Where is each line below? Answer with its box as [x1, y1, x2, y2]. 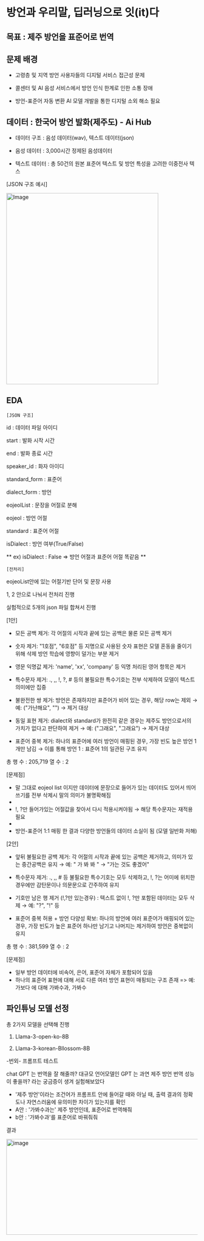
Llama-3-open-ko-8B [15, 1032, 69, 1040]
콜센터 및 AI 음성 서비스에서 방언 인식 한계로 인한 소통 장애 [15, 85, 153, 92]
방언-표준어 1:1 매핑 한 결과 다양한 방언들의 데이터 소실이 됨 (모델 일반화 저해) [15, 827, 197, 835]
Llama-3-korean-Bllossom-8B [15, 1045, 90, 1052]
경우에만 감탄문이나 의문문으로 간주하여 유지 [15, 881, 120, 889]
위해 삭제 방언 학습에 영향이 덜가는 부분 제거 [15, 650, 120, 658]
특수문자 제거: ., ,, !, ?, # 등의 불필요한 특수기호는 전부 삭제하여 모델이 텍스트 [15, 676, 195, 683]
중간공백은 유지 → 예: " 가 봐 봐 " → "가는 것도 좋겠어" [21, 861, 150, 868]
